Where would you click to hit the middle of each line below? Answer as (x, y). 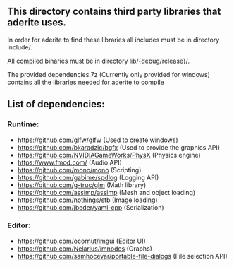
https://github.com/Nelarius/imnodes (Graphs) (85, 248)
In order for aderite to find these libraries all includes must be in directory (113, 40)
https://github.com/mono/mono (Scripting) (79, 170)
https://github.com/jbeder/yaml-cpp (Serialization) (91, 207)
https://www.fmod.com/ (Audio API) (69, 162)
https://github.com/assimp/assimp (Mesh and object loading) (106, 192)
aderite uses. (37, 23)
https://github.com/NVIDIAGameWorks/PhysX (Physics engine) (109, 155)
